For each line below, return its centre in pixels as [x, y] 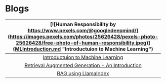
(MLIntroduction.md [37, 49]
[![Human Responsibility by [83, 24]
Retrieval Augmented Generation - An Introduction [83, 65]
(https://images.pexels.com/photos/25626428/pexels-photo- [83, 37]
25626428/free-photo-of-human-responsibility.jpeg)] [83, 42]
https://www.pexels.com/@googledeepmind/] [83, 30]
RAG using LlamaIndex [83, 73]
